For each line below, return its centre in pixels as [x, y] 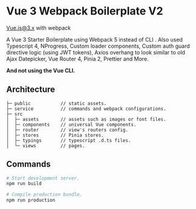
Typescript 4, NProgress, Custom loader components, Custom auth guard [98, 46]
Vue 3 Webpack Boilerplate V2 [85, 11]
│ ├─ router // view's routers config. [67, 130]
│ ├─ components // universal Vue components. [71, 124]
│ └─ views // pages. [46, 146]
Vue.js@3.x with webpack [39, 28]
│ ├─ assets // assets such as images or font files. [86, 119]
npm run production [31, 201]
